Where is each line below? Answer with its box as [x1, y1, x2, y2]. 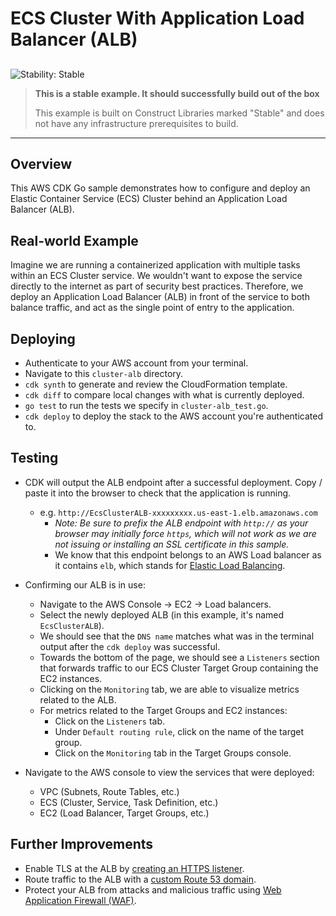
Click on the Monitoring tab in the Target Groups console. [54, 747, 292, 759]
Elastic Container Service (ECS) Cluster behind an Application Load [10, 193, 288, 205]
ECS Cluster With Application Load [10, 7, 305, 30]
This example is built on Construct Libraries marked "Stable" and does [34, 107, 325, 119]
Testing [10, 450, 59, 467]
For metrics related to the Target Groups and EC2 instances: [39, 704, 288, 716]
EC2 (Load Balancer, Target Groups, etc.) [39, 807, 210, 819]
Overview [10, 155, 73, 172]
